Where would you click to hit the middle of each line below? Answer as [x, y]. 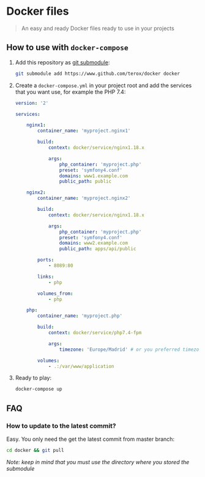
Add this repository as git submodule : [62, 62]
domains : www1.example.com [94, 176]
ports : [46, 260]
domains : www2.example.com [94, 243]
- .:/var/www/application [81, 366]
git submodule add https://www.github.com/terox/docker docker [98, 74]
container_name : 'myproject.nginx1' [84, 131]
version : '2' [32, 103]
